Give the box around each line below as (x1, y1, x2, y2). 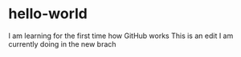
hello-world (8, 5, 88, 23)
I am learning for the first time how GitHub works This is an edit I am (8, 31, 234, 40)
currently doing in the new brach (8, 39, 116, 48)
